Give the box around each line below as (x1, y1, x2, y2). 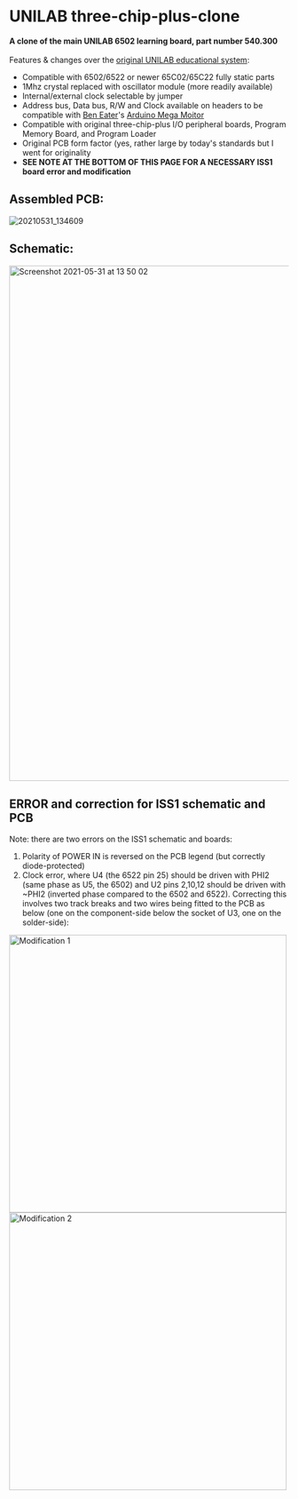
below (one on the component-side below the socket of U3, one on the (21, 908, 282, 919)
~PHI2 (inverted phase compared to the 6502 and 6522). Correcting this (21, 889, 287, 899)
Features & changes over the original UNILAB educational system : (9, 54, 250, 65)
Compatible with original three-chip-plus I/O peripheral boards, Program (21, 118, 286, 130)
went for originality (21, 147, 91, 157)
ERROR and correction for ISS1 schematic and (9, 796, 266, 811)
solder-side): (21, 917, 69, 928)
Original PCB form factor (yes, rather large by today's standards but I (21, 138, 274, 148)
